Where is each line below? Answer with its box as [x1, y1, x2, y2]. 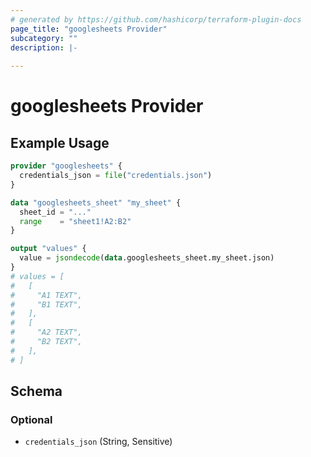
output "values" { [10, 244, 87, 254]
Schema [10, 383, 63, 400]
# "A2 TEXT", [10, 327, 83, 338]
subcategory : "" [10, 33, 78, 43]
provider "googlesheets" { [10, 161, 123, 171]
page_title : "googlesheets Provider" [10, 24, 168, 34]
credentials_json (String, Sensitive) [24, 436, 173, 448]
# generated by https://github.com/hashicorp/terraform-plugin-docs [10, 14, 302, 25]
